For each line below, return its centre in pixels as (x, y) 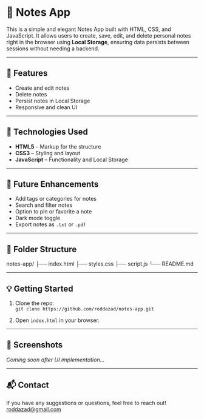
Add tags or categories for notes (56, 199)
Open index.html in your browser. (57, 320)
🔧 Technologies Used (47, 132)
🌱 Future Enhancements (53, 184)
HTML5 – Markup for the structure (58, 146)
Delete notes (31, 94)
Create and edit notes (42, 88)
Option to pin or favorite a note (53, 212)
